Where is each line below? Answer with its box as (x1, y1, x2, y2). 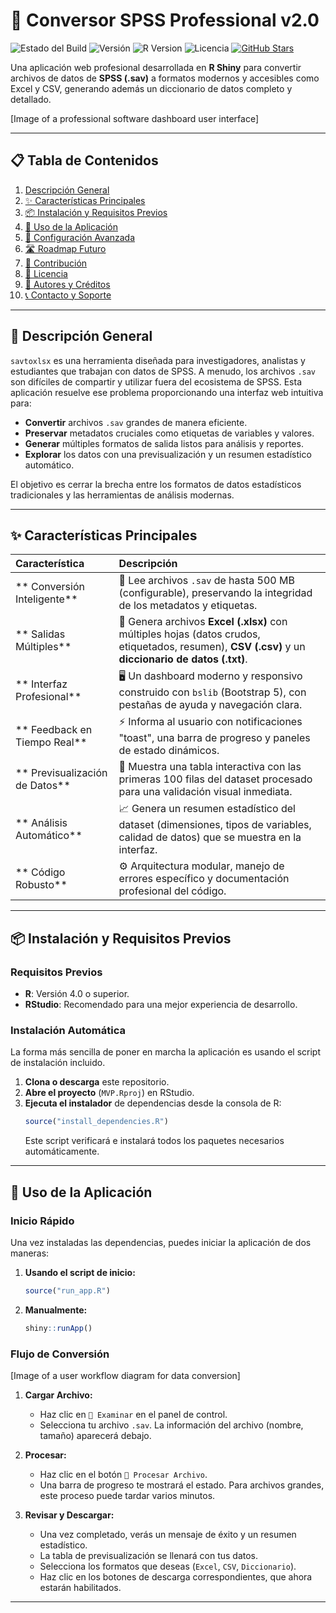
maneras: (10, 1247, 50, 1259)
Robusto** (15, 878, 68, 892)
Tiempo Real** (15, 735, 88, 749)
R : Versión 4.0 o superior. (24, 988, 130, 1000)
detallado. (10, 93, 52, 105)
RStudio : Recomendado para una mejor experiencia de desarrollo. (24, 999, 298, 1011)
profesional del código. (118, 884, 227, 898)
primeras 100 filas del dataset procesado (118, 772, 313, 786)
